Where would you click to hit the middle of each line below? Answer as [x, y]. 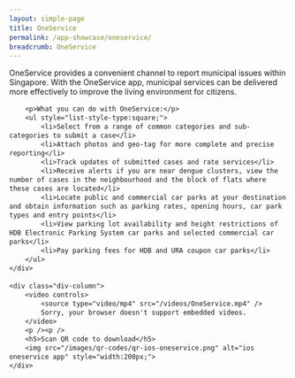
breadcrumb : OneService [53, 47]
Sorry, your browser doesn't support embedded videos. [144, 313]
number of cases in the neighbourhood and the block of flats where [138, 180]
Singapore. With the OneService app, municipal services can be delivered [144, 82]
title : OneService [43, 28]
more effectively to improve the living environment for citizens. [123, 92]
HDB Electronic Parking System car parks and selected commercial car [142, 233]
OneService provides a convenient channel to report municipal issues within [147, 73]
